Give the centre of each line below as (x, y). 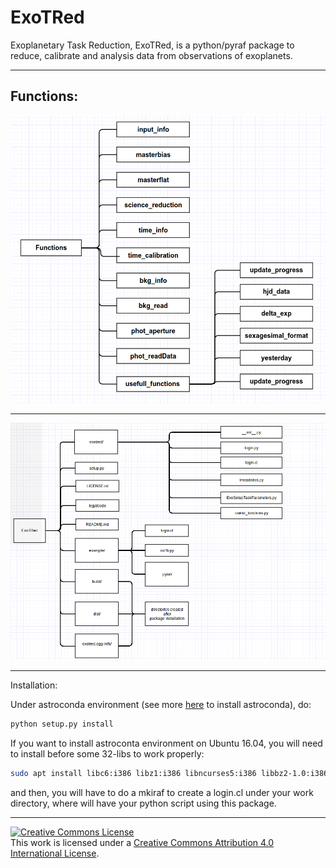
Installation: (34, 685)
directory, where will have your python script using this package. (143, 803)
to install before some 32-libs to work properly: (107, 754)
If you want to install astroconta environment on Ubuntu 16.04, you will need (166, 743)
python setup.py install (62, 724)
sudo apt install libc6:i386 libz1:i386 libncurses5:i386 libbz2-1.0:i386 (169, 774)
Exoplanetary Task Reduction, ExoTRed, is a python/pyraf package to (152, 45)
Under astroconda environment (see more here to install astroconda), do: (161, 705)
